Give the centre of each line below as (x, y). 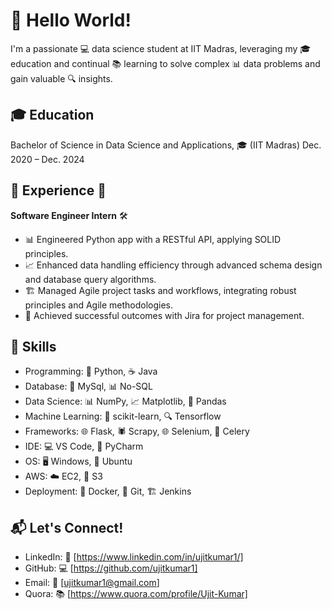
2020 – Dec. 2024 (47, 159)
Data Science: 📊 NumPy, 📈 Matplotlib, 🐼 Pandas (125, 401)
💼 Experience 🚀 (58, 190)
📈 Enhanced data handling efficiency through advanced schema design (173, 265)
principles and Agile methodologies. (99, 305)
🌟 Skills (33, 346)
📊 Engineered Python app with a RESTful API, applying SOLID (153, 239)
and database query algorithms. (90, 279)
